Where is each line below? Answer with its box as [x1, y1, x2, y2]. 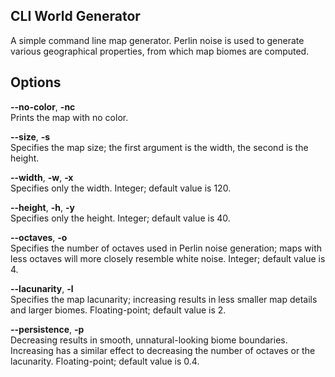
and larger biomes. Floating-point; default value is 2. [10, 304, 227, 316]
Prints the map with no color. [10, 111, 129, 123]
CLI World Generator [10, 8, 141, 25]
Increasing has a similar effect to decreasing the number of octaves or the [10, 344, 316, 356]
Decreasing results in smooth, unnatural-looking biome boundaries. [10, 334, 288, 346]
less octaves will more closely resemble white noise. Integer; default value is [10, 252, 326, 264]
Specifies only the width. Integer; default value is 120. [10, 182, 232, 194]
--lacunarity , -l [10, 282, 74, 294]
